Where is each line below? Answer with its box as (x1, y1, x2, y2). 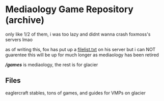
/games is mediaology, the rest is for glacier (5, 61, 98, 68)
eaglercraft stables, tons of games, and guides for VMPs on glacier (5, 90, 146, 96)
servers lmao (5, 37, 33, 43)
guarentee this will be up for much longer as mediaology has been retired (5, 52, 159, 58)
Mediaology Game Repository (5, 4, 134, 15)
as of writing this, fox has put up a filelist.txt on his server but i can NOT (5, 46, 156, 52)
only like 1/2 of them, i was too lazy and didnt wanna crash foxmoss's (5, 31, 151, 37)
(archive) (5, 14, 45, 26)
